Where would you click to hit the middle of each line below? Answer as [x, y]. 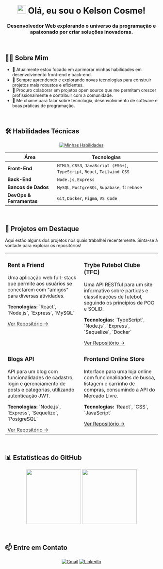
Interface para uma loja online [118, 371]
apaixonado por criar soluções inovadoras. [81, 32]
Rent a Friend [26, 266]
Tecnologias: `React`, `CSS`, [116, 407]
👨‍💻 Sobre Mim [27, 58]
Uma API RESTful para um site [118, 284]
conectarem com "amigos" [38, 289]
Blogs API [21, 359]
